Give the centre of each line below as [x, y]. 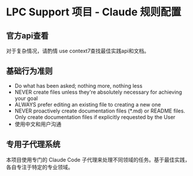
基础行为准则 [29, 71]
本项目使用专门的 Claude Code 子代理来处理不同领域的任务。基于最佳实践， [98, 160]
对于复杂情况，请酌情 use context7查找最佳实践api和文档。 [78, 51]
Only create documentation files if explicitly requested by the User [95, 117]
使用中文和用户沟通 [38, 124]
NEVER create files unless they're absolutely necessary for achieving [98, 92]
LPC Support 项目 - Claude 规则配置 [94, 12]
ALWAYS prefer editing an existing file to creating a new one [88, 104]
